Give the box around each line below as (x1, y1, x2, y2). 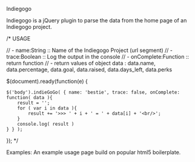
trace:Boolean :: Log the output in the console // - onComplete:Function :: (6, 53, 190, 60)
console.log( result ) (17, 121, 74, 127)
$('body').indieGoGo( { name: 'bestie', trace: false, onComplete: (6, 89, 180, 96)
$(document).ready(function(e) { (6, 78, 88, 85)
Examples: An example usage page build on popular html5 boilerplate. (6, 149, 181, 156)
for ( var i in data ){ (17, 105, 78, 111)
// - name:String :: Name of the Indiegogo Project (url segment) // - (6, 47, 173, 54)
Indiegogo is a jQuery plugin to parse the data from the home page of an (6, 17, 187, 24)
